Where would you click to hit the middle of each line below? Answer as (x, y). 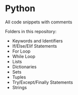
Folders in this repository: (31, 31)
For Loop (21, 51)
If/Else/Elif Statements (35, 46)
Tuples (19, 77)
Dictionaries (24, 67)
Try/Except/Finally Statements (42, 82)
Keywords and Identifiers (37, 41)
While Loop (24, 56)
